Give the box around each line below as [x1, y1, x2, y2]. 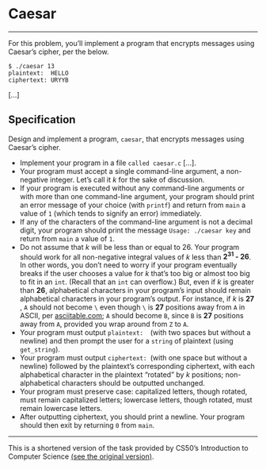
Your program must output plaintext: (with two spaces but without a [19, 328, 251, 337]
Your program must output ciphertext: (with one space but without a [19, 353, 248, 363]
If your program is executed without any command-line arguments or [19, 183, 245, 193]
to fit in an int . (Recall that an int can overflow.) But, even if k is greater [19, 277, 255, 286]
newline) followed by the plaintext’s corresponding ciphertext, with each [19, 362, 255, 371]
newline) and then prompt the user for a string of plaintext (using [19, 336, 234, 346]
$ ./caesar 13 [8, 62, 55, 70]
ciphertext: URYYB [8, 76, 69, 84]
